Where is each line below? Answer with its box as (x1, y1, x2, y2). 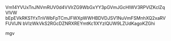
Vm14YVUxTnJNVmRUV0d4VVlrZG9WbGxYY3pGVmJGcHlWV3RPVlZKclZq (5, 5, 165, 10)
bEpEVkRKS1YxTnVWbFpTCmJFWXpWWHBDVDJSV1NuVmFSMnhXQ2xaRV (5, 15, 166, 21)
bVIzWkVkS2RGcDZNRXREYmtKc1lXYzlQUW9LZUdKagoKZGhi (23, 20, 155, 26)
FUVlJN (5, 20, 22, 26)
